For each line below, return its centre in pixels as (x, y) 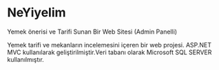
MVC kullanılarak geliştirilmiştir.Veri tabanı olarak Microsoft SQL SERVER (109, 52)
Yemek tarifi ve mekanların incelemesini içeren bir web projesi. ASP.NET (109, 45)
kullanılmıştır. (26, 59)
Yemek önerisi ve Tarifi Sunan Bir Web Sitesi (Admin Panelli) (92, 32)
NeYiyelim (37, 13)
